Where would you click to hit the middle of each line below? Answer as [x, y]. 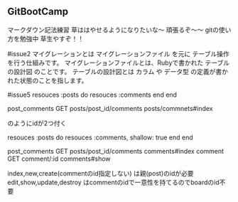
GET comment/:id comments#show [59, 159]
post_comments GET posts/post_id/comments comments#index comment [116, 151]
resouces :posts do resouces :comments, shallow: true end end [100, 137]
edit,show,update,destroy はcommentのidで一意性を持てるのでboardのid [114, 182]
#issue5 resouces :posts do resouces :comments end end [92, 95]
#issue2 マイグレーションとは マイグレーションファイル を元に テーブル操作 [118, 53]
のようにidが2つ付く [37, 123]
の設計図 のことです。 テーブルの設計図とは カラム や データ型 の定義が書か [118, 71]
